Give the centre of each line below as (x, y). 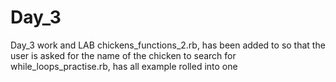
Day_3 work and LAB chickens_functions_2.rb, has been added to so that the (168, 45)
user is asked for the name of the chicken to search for (123, 55)
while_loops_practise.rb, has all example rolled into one (124, 66)
